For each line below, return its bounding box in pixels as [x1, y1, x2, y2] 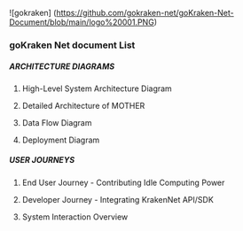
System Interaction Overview [21, 212, 129, 222]
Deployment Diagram [21, 135, 100, 145]
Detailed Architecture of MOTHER [21, 100, 145, 111]
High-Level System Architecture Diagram [21, 83, 173, 94]
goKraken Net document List [9, 39, 136, 51]
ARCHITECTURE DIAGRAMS [9, 61, 115, 72]
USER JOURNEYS [9, 155, 75, 166]
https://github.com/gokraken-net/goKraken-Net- [56, 8, 234, 18]
